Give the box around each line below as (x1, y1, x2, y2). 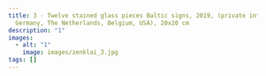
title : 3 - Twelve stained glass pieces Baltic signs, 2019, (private (8, 11, 246, 20)
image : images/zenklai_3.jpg (22, 48, 119, 56)
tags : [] (8, 56, 37, 64)
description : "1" (8, 26, 66, 34)
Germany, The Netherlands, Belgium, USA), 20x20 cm (15, 19, 190, 27)
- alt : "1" (15, 41, 51, 49)
